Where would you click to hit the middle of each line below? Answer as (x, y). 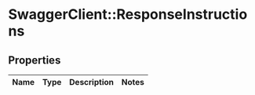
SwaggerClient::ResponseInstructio (128, 15)
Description (91, 82)
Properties (35, 60)
